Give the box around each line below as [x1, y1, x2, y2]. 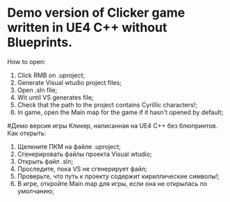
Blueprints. [7, 35, 73, 50]
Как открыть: [7, 129, 47, 137]
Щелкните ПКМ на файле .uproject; [17, 142, 122, 150]
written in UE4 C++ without [7, 20, 167, 36]
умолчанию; [17, 187, 54, 195]
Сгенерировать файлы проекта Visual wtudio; [17, 150, 152, 158]
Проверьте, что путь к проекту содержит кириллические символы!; [17, 172, 220, 180]
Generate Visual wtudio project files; [17, 78, 122, 86]
